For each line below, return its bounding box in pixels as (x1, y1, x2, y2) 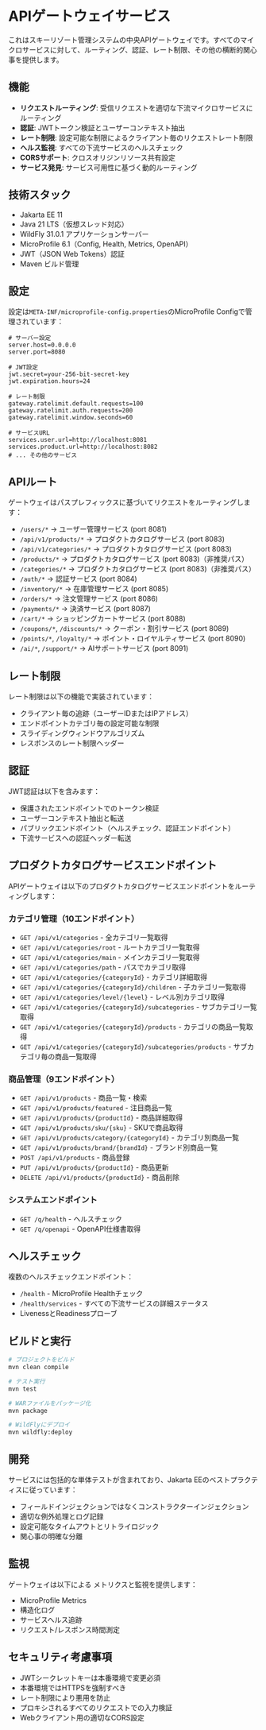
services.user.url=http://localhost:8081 (8, 436, 148, 444)
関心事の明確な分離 (19, 1531, 83, 1541)
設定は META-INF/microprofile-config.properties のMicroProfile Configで (8, 307, 246, 316)
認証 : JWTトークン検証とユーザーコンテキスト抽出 (19, 122, 185, 132)
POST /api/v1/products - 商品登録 (19, 1153, 130, 1163)
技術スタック (8, 188, 71, 202)
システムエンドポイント (8, 1194, 98, 1206)
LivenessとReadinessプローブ (19, 1309, 118, 1318)
